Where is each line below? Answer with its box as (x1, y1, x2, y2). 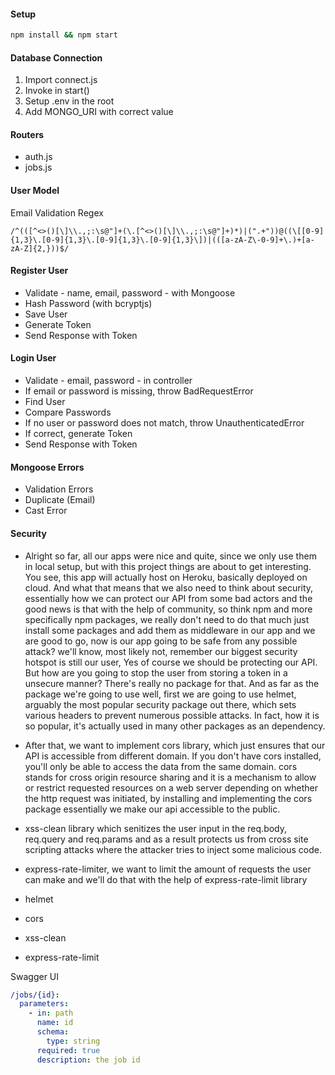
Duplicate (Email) (24, 494, 96, 506)
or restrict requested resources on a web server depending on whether (24, 781, 318, 794)
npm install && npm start (10, 30, 118, 40)
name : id (36, 1018, 74, 1028)
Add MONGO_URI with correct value (24, 106, 174, 118)
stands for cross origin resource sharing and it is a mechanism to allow (24, 771, 317, 783)
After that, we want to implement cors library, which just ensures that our (24, 739, 326, 751)
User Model (10, 185, 60, 197)
